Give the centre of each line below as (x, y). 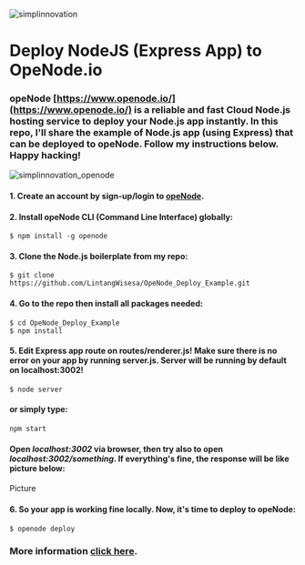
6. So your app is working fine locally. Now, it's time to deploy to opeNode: (152, 509)
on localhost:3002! (46, 370)
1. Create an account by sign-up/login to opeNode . (107, 197)
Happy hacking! (46, 156)
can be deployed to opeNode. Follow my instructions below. (144, 144)
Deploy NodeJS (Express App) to (136, 51)
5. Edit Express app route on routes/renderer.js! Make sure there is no (143, 351)
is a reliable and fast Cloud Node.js (212, 110)
